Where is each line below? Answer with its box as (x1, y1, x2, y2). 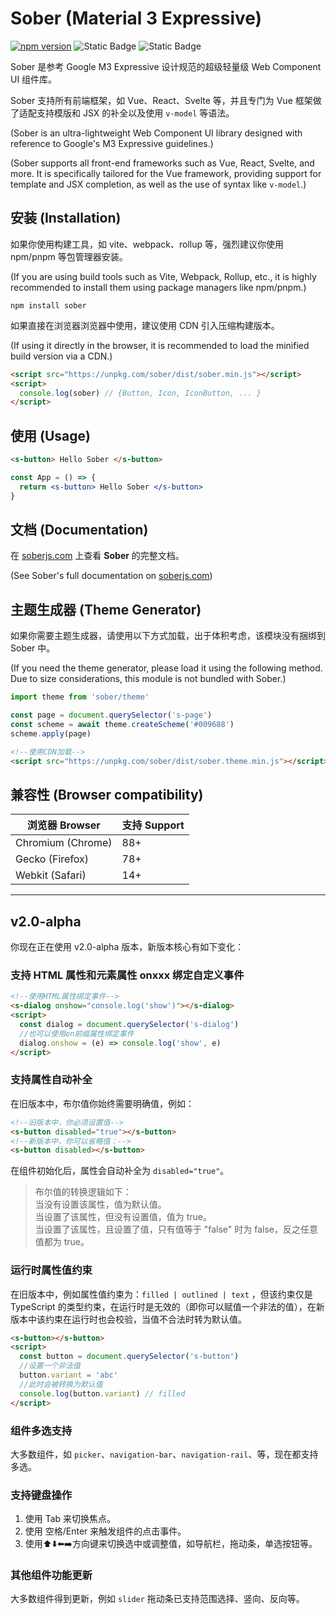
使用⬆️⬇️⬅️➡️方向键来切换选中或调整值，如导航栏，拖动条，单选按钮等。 (24, 1538, 318, 1550)
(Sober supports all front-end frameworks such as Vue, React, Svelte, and (10, 157, 315, 169)
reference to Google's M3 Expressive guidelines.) (10, 137, 214, 149)
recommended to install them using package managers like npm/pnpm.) (10, 281, 307, 293)
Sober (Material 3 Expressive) (10, 7, 263, 30)
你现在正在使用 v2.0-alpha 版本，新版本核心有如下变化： (10, 941, 245, 953)
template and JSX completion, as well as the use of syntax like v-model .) (10, 178, 307, 190)
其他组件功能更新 (10, 1568, 93, 1582)
